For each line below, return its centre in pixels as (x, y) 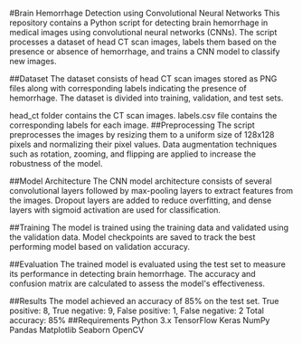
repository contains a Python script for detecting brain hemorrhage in (139, 23)
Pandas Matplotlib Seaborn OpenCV (77, 330)
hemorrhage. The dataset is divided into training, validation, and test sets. (146, 98)
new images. (33, 61)
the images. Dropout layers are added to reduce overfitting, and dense (141, 200)
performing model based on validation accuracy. (100, 247)
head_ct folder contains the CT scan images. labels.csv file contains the (143, 115)
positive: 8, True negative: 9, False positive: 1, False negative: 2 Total (137, 311)
